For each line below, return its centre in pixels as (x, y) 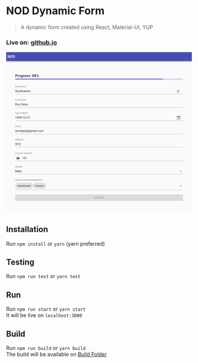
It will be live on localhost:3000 (44, 315)
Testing (20, 262)
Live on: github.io (32, 42)
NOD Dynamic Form (55, 11)
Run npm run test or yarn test (43, 276)
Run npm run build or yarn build (46, 348)
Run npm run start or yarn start (46, 309)
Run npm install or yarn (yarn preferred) (55, 243)
